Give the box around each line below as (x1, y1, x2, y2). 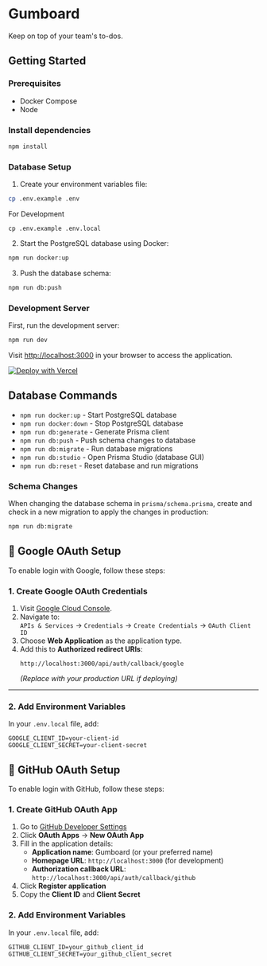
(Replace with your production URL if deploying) (19, 673, 178, 683)
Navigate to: (19, 612, 60, 621)
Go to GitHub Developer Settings (19, 822, 127, 832)
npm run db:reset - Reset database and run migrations (19, 461, 199, 470)
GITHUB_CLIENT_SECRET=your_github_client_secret (8, 950, 172, 958)
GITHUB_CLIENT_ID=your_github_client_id (8, 943, 145, 951)
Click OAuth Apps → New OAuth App (19, 831, 145, 840)
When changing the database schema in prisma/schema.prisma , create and (8, 499, 253, 508)
